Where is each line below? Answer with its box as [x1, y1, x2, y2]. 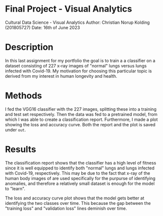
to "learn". [5, 185, 26, 191]
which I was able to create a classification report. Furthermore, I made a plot [5, 116, 158, 122]
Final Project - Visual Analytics [5, 3, 132, 15]
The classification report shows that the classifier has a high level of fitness [5, 160, 157, 166]
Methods [5, 90, 42, 101]
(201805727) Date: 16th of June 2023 [5, 24, 80, 30]
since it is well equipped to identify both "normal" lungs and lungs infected [5, 165, 155, 171]
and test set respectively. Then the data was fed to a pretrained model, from [5, 111, 158, 117]
